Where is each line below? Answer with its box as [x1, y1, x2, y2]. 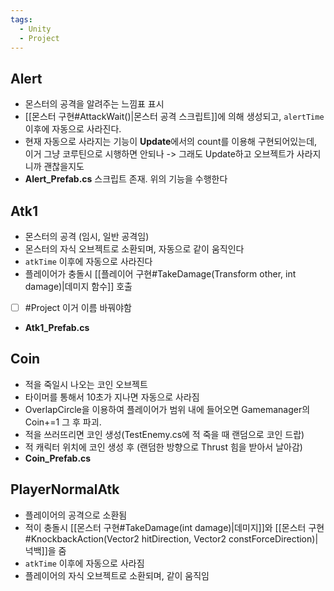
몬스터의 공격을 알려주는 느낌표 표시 [24, 98, 165, 110]
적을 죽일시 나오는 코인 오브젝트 [24, 378, 148, 390]
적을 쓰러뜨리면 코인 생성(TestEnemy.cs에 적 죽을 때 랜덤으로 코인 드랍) [24, 428, 305, 440]
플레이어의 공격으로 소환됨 [24, 509, 128, 521]
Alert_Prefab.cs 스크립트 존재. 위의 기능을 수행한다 [24, 173, 228, 185]
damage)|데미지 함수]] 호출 [24, 281, 133, 292]
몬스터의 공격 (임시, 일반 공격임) [24, 231, 150, 242]
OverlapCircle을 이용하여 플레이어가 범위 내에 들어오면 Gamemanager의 [24, 403, 311, 415]
